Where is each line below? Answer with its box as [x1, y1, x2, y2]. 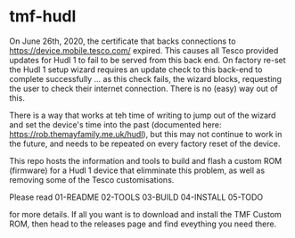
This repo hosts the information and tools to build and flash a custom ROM [9, 155, 283, 166]
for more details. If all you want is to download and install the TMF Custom [9, 209, 283, 219]
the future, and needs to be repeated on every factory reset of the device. [9, 138, 281, 149]
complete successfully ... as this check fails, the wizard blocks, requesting [9, 73, 283, 84]
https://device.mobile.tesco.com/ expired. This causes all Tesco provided [9, 45, 279, 55]
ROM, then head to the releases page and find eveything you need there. [9, 218, 277, 229]
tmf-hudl [9, 6, 77, 27]
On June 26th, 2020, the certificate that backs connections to [9, 36, 236, 46]
